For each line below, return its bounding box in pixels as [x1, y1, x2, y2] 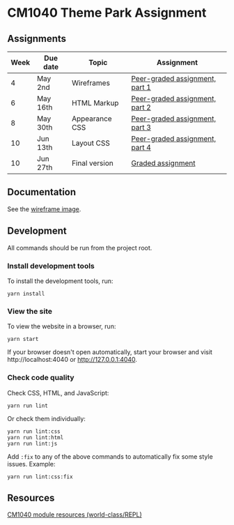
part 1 [131, 82, 151, 92]
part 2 [131, 102, 151, 112]
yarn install [7, 290, 45, 297]
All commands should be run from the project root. [7, 243, 153, 252]
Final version [72, 158, 114, 168]
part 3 [131, 123, 151, 132]
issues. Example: [7, 459, 56, 468]
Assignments [7, 33, 67, 45]
